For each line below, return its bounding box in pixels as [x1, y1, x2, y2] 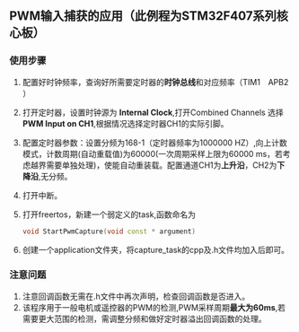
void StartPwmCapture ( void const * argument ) [22, 227, 196, 236]
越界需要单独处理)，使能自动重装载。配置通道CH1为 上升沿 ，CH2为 [30, 160, 277, 170]
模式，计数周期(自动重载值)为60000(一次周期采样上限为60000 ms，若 [22, 148, 283, 159]
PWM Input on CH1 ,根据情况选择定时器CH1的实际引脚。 [22, 118, 229, 128]
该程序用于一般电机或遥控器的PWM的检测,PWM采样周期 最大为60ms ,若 [22, 301, 286, 312]
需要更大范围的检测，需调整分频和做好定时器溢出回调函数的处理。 [22, 313, 267, 324]
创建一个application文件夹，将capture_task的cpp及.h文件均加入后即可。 [22, 244, 290, 255]
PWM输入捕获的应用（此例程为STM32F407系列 [9, 8, 277, 24]
